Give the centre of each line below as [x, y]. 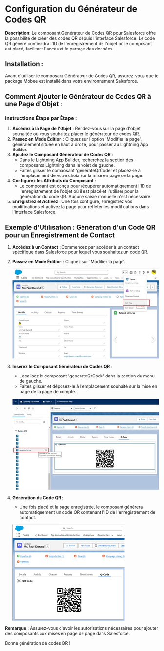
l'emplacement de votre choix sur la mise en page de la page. [81, 175]
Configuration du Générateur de [71, 9]
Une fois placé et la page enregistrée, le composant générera [81, 507]
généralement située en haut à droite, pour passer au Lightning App [80, 144]
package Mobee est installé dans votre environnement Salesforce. [72, 81]
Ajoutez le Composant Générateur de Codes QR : [62, 155]
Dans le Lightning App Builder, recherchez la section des [76, 160]
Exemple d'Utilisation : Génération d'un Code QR [80, 227]
